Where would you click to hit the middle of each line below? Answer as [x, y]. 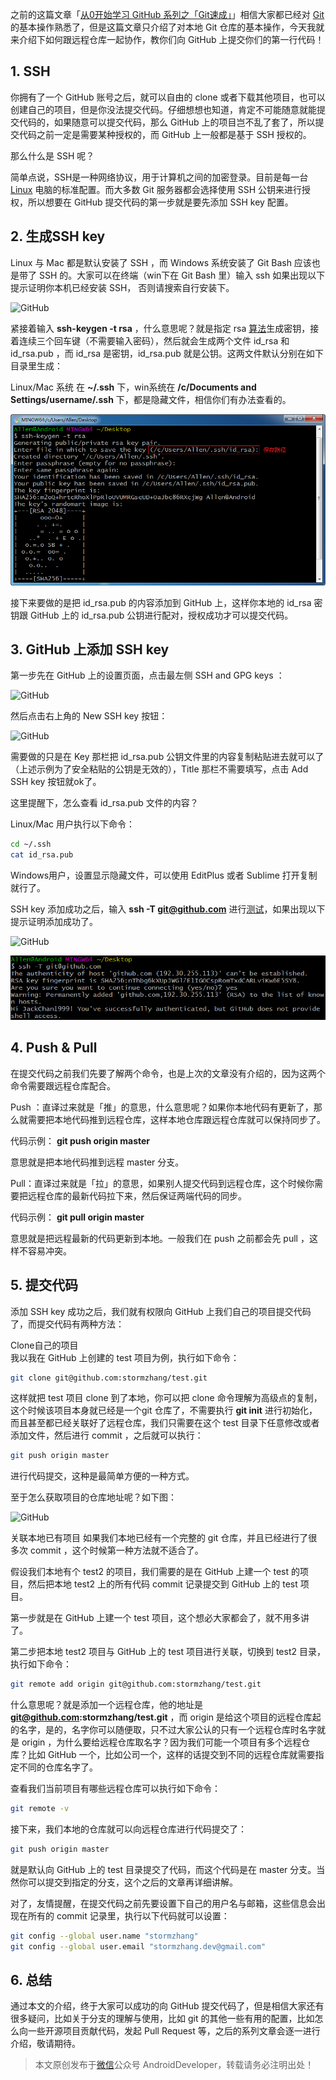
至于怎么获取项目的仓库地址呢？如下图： [93, 1497]
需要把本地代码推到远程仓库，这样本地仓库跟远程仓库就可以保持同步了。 [176, 1119]
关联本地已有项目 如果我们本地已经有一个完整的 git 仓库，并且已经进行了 [159, 1538]
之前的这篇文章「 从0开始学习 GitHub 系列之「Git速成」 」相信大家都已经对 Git [167, 14]
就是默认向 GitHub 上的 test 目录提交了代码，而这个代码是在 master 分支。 [163, 1869]
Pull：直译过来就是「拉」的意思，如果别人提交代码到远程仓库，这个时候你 [162, 1183]
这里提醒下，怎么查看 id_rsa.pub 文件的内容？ [104, 803]
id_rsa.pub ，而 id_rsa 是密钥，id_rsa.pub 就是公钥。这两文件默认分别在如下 [167, 353]
